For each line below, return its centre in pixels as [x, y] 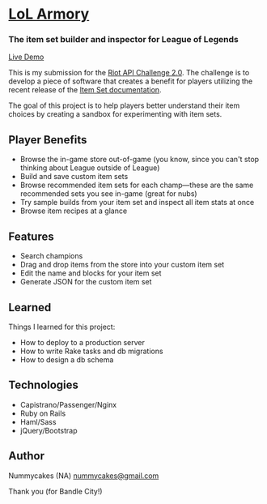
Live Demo [26, 57]
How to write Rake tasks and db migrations [91, 351]
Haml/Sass [38, 421]
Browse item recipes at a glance [74, 211]
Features [31, 236]
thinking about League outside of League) [90, 168]
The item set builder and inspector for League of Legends [123, 40]
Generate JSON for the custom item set [86, 282]
